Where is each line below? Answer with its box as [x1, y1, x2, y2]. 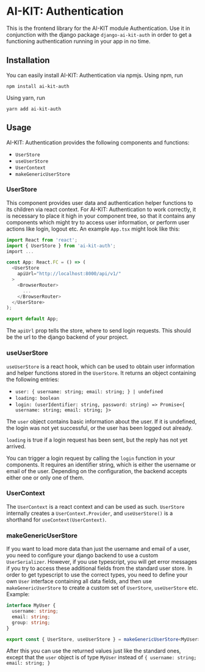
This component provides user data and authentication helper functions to [6, 199, 193, 206]
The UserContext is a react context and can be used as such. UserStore [6, 503, 185, 510]
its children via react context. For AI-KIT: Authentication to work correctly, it [6, 205, 196, 213]
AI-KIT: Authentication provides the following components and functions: [6, 139, 190, 146]
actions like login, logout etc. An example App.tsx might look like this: [6, 225, 180, 232]
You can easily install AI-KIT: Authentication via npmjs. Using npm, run [6, 72, 183, 79]
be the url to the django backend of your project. [6, 333, 129, 341]
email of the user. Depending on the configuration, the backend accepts [6, 467, 187, 474]
